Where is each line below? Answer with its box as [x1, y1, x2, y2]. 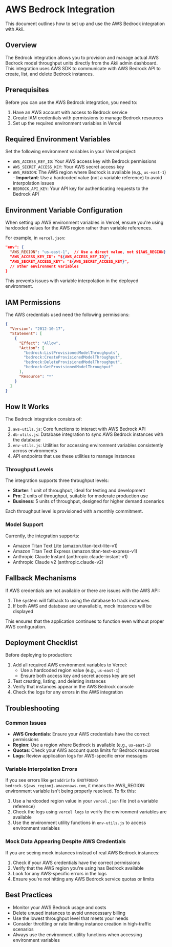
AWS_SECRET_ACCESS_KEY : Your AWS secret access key [12, 164, 124, 170]
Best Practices [5, 891, 53, 899]
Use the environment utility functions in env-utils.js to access [12, 819, 146, 826]
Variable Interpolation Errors [5, 766, 78, 773]
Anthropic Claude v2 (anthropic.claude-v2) [12, 559, 104, 565]
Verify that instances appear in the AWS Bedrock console [12, 684, 134, 690]
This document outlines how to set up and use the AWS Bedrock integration [5, 20, 165, 27]
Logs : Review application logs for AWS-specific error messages [12, 753, 148, 759]
